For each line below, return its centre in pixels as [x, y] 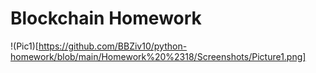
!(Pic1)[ [24, 46]
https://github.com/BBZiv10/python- [113, 46]
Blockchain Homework [106, 18]
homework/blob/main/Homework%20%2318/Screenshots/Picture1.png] [158, 56]
